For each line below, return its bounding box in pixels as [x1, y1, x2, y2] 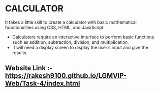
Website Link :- [5, 64, 53, 72]
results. [12, 50, 28, 56]
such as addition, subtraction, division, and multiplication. [12, 39, 129, 45]
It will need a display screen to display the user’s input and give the [12, 44, 149, 50]
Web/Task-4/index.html [5, 79, 80, 88]
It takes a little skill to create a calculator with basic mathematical [5, 19, 137, 25]
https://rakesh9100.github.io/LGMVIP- [5, 72, 127, 80]
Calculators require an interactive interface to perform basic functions [12, 34, 154, 40]
